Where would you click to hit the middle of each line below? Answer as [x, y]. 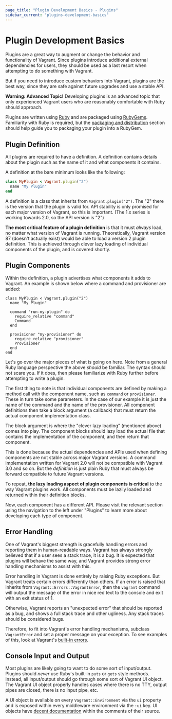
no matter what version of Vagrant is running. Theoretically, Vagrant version [85, 233]
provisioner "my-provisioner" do [46, 334]
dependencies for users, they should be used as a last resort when [76, 65]
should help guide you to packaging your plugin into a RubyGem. [74, 128]
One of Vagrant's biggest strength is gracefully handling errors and [76, 544]
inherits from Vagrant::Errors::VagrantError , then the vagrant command [83, 587]
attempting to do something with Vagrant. [49, 71]
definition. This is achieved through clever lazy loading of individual [77, 244]
